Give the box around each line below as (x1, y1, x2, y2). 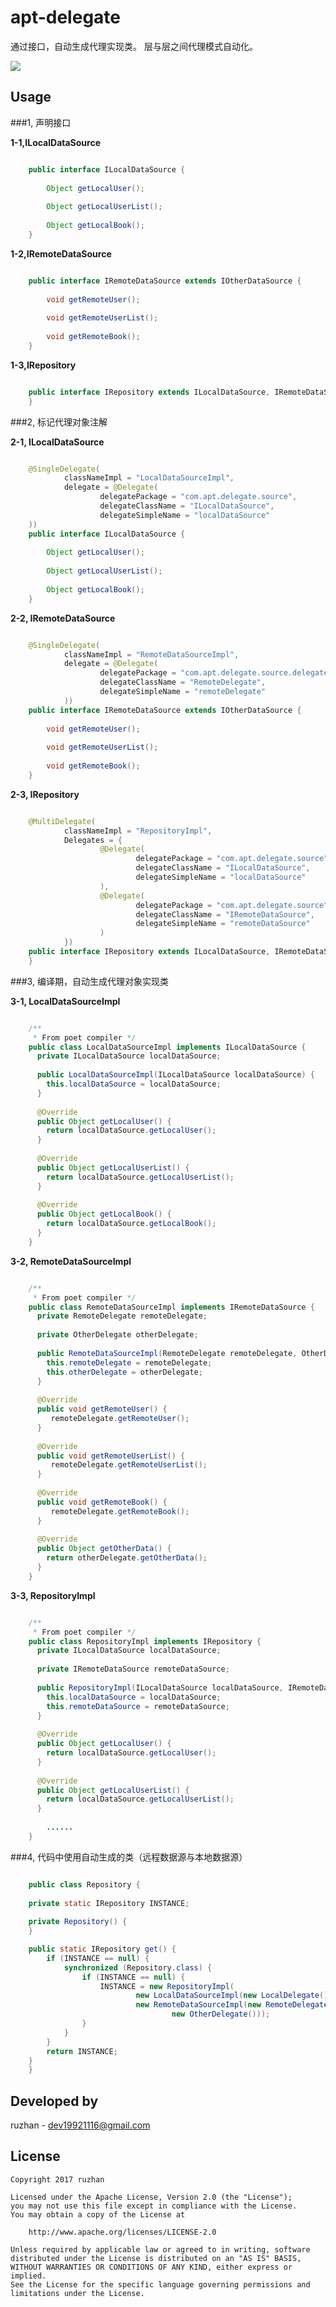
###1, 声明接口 (10, 116, 72, 128)
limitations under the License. (10, 2288, 145, 2298)
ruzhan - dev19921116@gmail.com (10, 2119, 151, 2131)
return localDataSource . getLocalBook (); (46, 1219, 217, 1229)
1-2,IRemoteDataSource (10, 247, 112, 260)
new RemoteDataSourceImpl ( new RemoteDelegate (135, 2000, 329, 2010)
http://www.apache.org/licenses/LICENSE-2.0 (28, 2227, 217, 2237)
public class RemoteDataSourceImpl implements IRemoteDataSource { (28, 1302, 315, 1312)
